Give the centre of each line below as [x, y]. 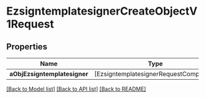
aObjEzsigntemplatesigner [49, 74]
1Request [30, 24]
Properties [27, 47]
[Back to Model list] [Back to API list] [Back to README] [76, 89]
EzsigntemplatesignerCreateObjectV [102, 11]
